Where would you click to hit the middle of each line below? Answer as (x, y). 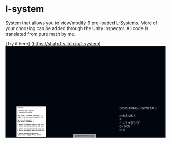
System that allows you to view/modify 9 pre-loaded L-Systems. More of (81, 23)
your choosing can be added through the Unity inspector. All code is (77, 28)
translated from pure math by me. (40, 34)
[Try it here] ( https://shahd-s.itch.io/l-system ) (53, 43)
